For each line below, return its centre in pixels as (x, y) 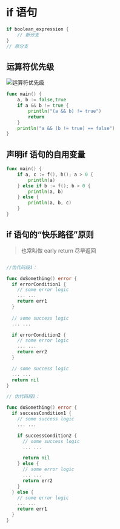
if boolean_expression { (38, 29)
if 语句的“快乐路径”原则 (50, 235)
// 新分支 (28, 35)
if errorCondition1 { (39, 284)
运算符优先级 (30, 67)
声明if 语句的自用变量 (46, 154)
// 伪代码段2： (23, 397)
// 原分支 (17, 46)
